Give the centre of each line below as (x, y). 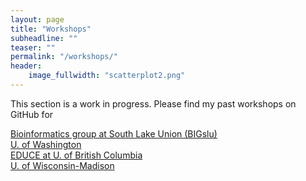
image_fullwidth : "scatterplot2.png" (107, 76)
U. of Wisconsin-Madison (62, 165)
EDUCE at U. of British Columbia (76, 155)
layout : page (37, 19)
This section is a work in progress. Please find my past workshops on (153, 103)
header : (26, 66)
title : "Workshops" (51, 29)
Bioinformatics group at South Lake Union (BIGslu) (114, 133)
